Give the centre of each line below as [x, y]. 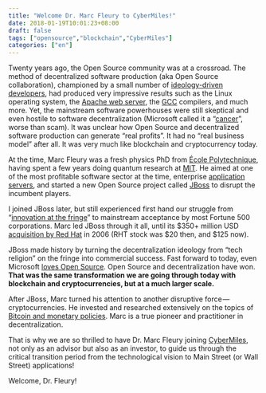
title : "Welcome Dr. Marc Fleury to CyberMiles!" [92, 16]
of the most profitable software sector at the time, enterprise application [127, 177]
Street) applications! [41, 365]
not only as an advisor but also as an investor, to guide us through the [123, 348]
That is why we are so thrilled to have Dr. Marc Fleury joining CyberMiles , [128, 340]
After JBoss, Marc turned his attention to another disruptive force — [119, 299]
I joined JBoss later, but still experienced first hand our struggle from [121, 209]
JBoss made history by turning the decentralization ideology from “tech [125, 250]
